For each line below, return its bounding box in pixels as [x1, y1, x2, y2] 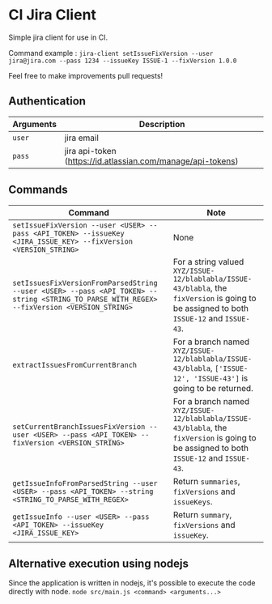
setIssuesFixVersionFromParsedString [12, 278, 158, 287]
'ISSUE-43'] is [193, 372, 249, 384]
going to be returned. [172, 382, 253, 393]
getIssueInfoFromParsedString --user [12, 479, 158, 487]
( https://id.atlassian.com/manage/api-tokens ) [64, 155, 239, 167]
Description [138, 118, 185, 130]
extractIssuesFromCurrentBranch [12, 360, 138, 369]
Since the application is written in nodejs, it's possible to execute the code [8, 578, 256, 588]
